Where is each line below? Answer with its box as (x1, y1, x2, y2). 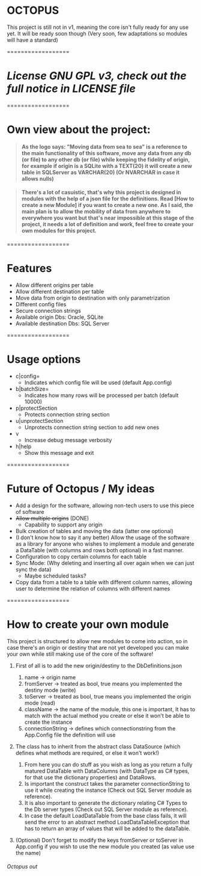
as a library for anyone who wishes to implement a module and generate (15, 540, 194, 547)
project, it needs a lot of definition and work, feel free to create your (21, 221, 194, 228)
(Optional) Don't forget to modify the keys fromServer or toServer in (15, 836, 184, 844)
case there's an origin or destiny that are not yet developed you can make (7, 644, 190, 651)
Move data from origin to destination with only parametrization (15, 294, 170, 301)
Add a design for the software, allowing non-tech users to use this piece (15, 502, 194, 509)
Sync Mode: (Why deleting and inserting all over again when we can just (15, 559, 194, 566)
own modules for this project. (21, 227, 97, 235)
